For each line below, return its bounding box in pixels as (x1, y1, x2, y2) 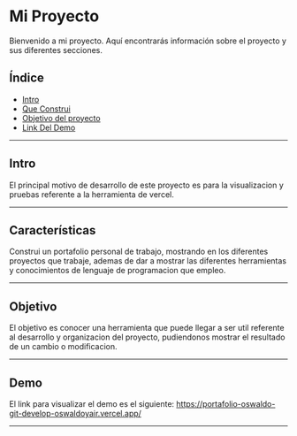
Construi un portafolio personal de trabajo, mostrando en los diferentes (9, 246, 269, 257)
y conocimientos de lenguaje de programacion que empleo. (9, 265, 226, 276)
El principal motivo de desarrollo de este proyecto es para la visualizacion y (9, 180, 285, 190)
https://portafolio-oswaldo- (176, 399, 276, 409)
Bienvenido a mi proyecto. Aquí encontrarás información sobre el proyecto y (9, 35, 287, 46)
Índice (9, 71, 44, 86)
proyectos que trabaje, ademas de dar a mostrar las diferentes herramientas (9, 256, 287, 266)
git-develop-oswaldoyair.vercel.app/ (9, 409, 141, 418)
